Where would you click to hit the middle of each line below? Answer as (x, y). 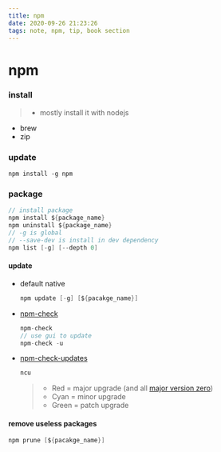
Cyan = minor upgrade (89, 397)
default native (42, 283)
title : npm (26, 16)
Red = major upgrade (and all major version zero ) (132, 388)
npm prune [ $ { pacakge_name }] (57, 441)
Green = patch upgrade (90, 406)
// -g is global (35, 233)
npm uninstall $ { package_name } (60, 226)
